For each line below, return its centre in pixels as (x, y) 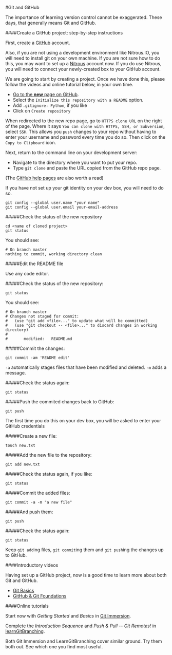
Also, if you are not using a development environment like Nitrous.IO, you (82, 53)
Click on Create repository (42, 111)
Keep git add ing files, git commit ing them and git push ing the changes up (84, 550)
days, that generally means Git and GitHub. (51, 23)
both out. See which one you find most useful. (54, 647)
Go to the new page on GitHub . (46, 94)
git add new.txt (23, 464)
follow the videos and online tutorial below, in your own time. (69, 85)
